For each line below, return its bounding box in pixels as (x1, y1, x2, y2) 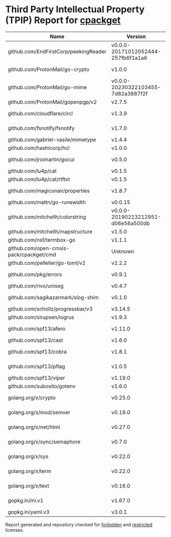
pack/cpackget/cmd (8, 251, 56, 258)
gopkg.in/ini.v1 (8, 497, 44, 504)
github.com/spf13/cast (8, 336, 64, 343)
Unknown (111, 248, 134, 255)
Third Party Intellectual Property (5, 4, 145, 15)
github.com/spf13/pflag (8, 363, 65, 370)
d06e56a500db (111, 220, 150, 227)
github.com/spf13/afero (8, 325, 66, 332)
